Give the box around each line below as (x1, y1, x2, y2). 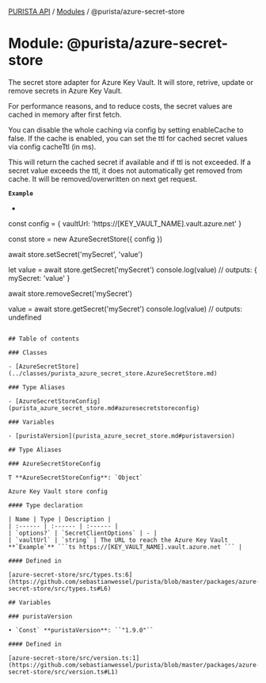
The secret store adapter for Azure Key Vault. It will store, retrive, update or (8, 77, 253, 86)
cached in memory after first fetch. (8, 109, 122, 119)
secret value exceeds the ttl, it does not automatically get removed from (8, 166, 243, 175)
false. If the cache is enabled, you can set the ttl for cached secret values (8, 133, 248, 143)
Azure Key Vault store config (8, 487, 108, 495)
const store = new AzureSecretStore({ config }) (8, 234, 163, 244)
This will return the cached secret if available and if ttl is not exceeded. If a (8, 157, 252, 167)
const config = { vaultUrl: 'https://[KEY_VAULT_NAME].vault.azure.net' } (8, 218, 242, 228)
